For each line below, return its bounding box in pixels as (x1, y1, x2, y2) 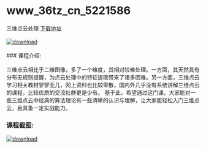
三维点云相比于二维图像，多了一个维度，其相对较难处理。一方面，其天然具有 (6, 65, 200, 73)
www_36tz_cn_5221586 (6, 4, 131, 18)
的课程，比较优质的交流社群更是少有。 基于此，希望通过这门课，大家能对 (6, 89, 191, 96)
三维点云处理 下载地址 (6, 24, 62, 32)
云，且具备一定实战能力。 (6, 104, 71, 111)
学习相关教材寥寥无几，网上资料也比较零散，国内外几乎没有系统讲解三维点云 (6, 81, 200, 89)
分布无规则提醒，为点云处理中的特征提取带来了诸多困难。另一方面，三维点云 (6, 73, 200, 81)
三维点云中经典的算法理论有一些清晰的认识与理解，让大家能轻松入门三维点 (11, 96, 200, 104)
